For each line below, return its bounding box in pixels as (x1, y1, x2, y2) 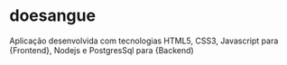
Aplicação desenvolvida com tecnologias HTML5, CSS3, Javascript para (9, 35, 279, 46)
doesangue (9, 5, 97, 26)
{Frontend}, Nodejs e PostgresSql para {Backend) (9, 44, 194, 55)
